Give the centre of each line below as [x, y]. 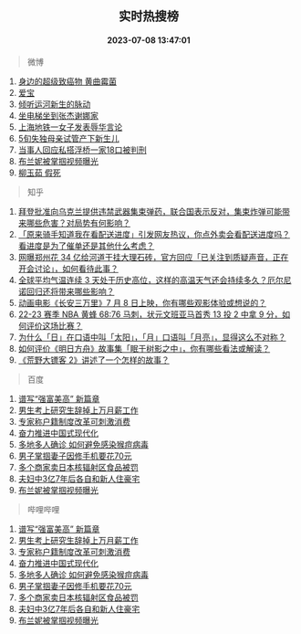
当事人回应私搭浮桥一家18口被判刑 [83, 150]
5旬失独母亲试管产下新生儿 [69, 138]
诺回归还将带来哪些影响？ [66, 291]
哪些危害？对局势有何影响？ [78, 223]
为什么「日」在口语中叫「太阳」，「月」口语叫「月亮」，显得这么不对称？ [152, 337]
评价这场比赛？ [54, 325]
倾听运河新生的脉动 [54, 104]
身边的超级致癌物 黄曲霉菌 [67, 81]
